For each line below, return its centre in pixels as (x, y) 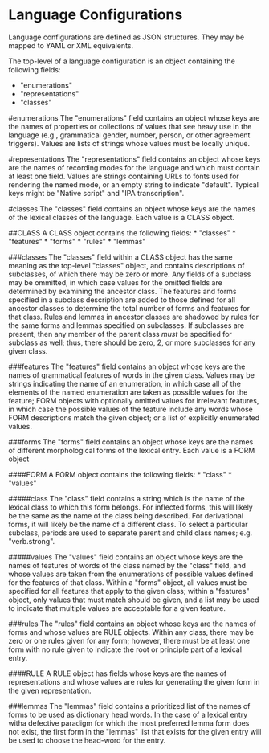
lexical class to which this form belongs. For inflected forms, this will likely (130, 507)
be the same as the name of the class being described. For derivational (126, 515)
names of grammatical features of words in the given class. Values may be (132, 374)
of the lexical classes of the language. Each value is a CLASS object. (122, 217)
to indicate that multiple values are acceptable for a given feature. (117, 608)
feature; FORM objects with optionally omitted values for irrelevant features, (134, 400)
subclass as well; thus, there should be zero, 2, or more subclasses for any (132, 342)
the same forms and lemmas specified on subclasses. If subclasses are (126, 325)
